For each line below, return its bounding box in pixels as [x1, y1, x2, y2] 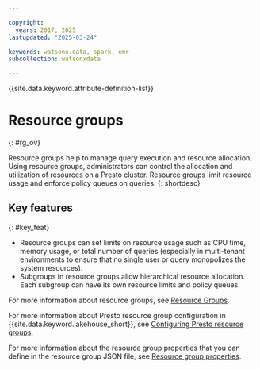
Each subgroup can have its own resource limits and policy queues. [19, 279, 240, 290]
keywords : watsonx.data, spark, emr [8, 48, 129, 56]
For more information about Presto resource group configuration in [8, 310, 226, 320]
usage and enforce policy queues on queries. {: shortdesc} [8, 179, 201, 188]
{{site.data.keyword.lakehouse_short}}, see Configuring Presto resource [8, 319, 244, 329]
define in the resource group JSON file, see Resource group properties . [8, 351, 242, 361]
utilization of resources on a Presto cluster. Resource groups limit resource [8, 170, 252, 179]
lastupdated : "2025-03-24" [8, 33, 97, 41]
